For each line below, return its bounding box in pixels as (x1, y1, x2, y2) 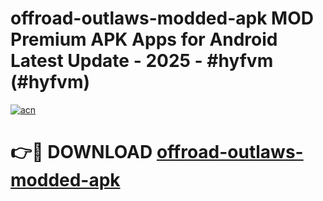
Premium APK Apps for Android (10, 28, 278, 51)
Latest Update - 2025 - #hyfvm (10, 50, 274, 72)
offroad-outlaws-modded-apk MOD (10, 7, 314, 30)
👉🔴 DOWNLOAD (10, 141, 153, 164)
